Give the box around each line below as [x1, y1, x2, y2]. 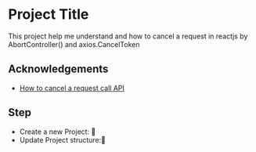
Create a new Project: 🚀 [19, 127, 96, 136]
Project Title [8, 5, 89, 24]
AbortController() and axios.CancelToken [8, 39, 140, 49]
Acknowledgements [8, 63, 109, 76]
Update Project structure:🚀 [19, 135, 106, 144]
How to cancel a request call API [19, 83, 125, 92]
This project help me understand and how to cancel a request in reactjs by [8, 31, 248, 41]
